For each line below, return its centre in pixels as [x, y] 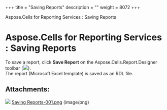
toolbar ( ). [18, 68]
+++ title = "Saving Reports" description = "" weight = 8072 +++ [73, 7]
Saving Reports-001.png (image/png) [51, 102]
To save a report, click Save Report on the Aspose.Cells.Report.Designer [81, 62]
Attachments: [27, 90]
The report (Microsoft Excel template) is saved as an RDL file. [69, 73]
